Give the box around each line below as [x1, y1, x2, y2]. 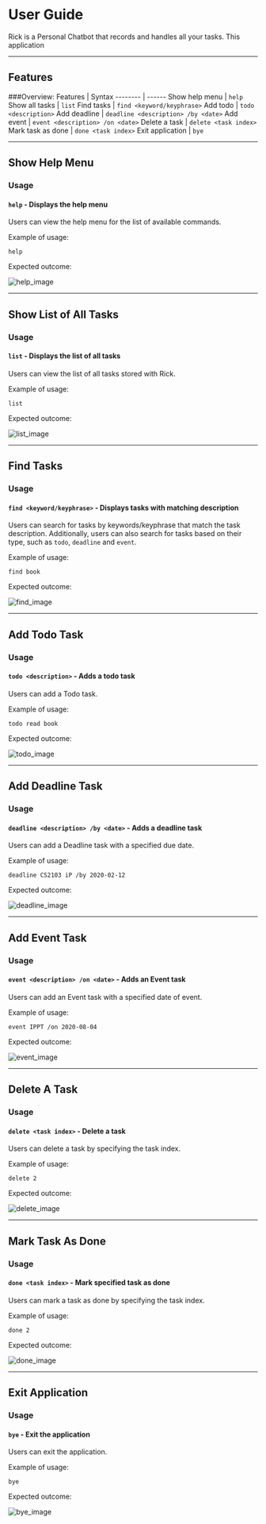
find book [8, 568, 41, 577]
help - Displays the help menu [8, 199, 108, 209]
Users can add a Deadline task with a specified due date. [8, 840, 195, 851]
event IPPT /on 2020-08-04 [8, 1023, 97, 1031]
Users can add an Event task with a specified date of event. [8, 992, 203, 1001]
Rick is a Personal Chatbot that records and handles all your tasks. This [8, 32, 240, 41]
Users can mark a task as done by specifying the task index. [8, 1295, 205, 1305]
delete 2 [8, 1175, 37, 1183]
